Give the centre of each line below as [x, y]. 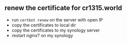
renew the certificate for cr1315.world [63, 8]
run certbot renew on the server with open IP [57, 20]
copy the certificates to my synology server [56, 30]
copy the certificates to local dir [44, 25]
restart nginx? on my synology [42, 35]
